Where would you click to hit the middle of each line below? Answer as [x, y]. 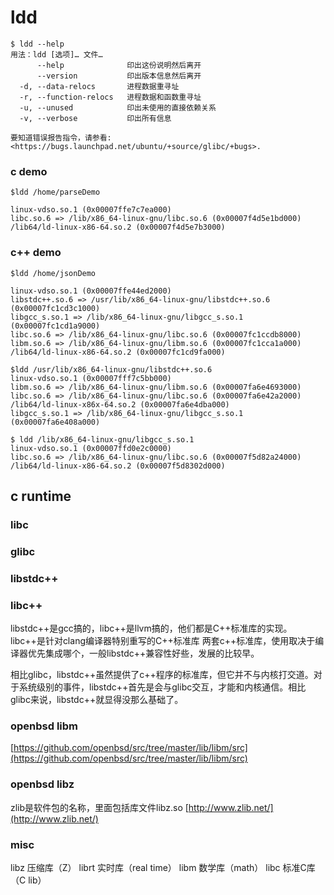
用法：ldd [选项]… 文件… [56, 54]
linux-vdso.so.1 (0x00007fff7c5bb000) [91, 378]
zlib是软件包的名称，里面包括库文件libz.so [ [99, 807]
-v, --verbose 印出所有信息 [95, 118]
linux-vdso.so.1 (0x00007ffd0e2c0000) [91, 448]
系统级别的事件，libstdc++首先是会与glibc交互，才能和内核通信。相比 [162, 687]
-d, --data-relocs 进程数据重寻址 [99, 86]
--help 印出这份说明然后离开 [119, 65]
